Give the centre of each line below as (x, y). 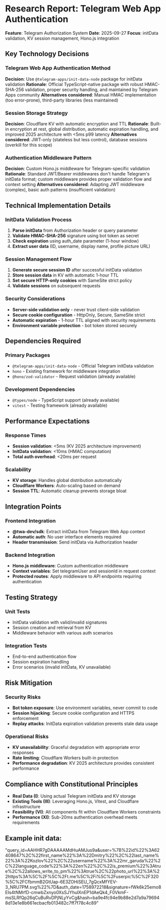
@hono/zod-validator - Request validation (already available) (74, 376)
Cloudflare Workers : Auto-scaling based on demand (66, 486)
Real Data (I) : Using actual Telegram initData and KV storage (74, 796)
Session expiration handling (41, 662)
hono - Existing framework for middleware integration (66, 371)
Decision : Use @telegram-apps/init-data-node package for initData (74, 79)
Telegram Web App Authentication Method (58, 68)
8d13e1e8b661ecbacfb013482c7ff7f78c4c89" (52, 903)
